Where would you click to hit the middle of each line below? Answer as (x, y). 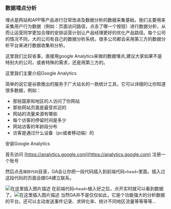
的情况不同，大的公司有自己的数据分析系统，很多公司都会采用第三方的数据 (83, 39)
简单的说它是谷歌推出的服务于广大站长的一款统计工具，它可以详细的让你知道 (85, 84)
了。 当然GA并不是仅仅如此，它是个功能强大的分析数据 (85, 195)
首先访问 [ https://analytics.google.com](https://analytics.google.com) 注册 (83, 154)
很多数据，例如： (23, 90)
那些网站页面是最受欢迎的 (39, 108)
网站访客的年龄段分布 (35, 127)
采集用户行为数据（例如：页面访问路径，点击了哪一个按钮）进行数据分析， (83, 26)
